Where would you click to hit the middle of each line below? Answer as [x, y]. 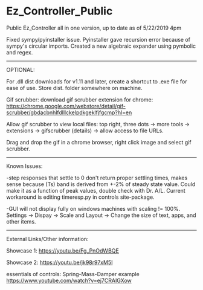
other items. [21, 221]
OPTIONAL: [21, 69]
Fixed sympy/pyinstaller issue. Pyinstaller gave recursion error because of [98, 39]
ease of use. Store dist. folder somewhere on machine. [75, 88]
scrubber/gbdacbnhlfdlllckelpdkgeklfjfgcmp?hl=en [69, 112]
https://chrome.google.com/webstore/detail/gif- [66, 106]
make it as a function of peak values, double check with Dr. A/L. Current [96, 190]
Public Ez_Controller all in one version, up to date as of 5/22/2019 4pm [94, 28]
